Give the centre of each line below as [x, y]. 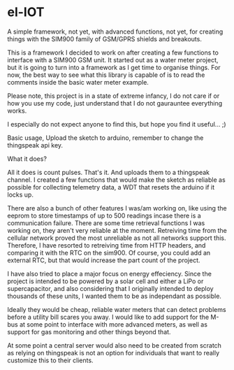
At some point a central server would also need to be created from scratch [115, 345]
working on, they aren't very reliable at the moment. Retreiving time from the [117, 230]
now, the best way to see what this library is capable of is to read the [106, 75]
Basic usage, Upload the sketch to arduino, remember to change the [105, 138]
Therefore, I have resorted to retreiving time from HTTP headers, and [107, 245]
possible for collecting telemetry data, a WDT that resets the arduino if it [111, 187]
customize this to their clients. [50, 360]
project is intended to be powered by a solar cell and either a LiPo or [105, 281]
